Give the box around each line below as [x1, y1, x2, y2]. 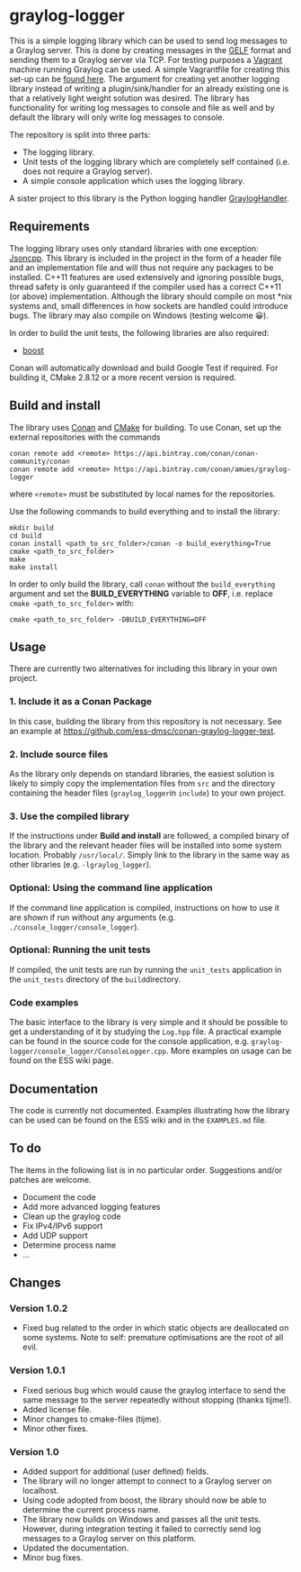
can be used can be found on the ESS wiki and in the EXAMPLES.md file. [9, 1114, 268, 1125]
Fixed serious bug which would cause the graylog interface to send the [22, 1385, 286, 1395]
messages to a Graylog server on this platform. [22, 1533, 197, 1544]
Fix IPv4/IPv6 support [22, 1220, 103, 1231]
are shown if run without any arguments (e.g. [9, 912, 176, 922]
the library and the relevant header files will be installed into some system [9, 840, 282, 851]
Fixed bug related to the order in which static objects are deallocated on [22, 1322, 289, 1333]
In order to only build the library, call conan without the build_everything [9, 578, 276, 589]
